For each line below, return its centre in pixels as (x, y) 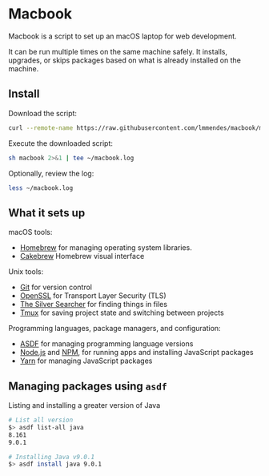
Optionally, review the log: (51, 173)
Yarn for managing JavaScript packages (86, 361)
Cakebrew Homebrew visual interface (82, 256)
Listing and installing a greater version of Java (84, 405)
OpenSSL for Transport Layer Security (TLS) (93, 296)
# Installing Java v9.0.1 (51, 457)
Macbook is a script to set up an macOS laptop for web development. (123, 36)
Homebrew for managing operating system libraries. (106, 248)
